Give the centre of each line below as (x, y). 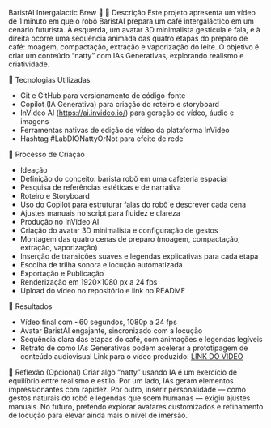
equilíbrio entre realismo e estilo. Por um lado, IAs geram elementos (121, 381)
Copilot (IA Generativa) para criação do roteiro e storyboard (120, 104)
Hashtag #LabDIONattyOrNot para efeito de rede (102, 139)
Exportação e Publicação (62, 273)
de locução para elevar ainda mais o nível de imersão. (98, 415)
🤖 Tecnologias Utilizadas (49, 80)
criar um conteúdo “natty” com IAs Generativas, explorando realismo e (126, 56)
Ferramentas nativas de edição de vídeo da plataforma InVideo (125, 130)
